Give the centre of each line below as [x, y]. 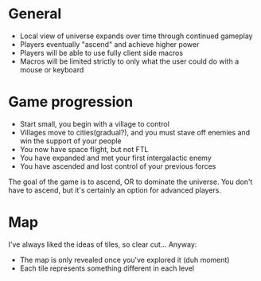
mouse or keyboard [52, 69]
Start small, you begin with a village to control [94, 123]
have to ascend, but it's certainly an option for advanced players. [115, 190]
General [35, 14]
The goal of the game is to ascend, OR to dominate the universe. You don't [130, 181]
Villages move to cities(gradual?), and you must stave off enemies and [135, 132]
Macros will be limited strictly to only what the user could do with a [129, 61]
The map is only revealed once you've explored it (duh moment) [125, 260]
